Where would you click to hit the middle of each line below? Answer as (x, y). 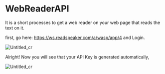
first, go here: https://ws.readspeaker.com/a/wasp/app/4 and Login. (75, 37)
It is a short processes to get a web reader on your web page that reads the (83, 22)
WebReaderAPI (37, 9)
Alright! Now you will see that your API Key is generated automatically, (77, 57)
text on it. (15, 27)
